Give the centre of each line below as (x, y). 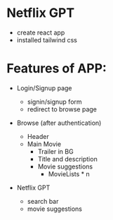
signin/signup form (54, 102)
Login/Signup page (44, 88)
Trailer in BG (56, 151)
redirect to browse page (62, 109)
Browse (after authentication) (59, 123)
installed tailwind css (47, 39)
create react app (41, 32)
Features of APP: (56, 69)
